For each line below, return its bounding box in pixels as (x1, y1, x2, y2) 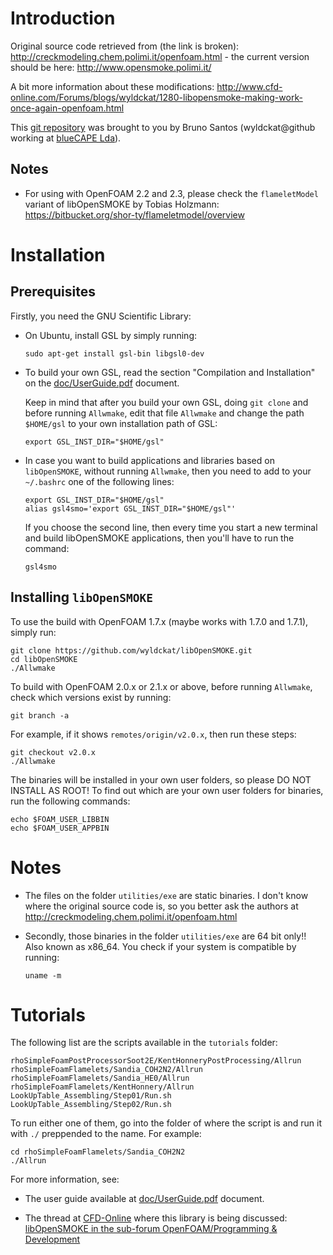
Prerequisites (10, 283, 96, 301)
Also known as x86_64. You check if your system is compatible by (24, 940, 297, 952)
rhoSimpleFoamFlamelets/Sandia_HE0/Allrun (10, 1073, 190, 1084)
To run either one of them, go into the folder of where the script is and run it (10, 1117, 323, 1129)
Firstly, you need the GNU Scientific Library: (10, 310, 192, 322)
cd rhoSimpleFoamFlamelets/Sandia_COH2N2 (10, 1147, 186, 1157)
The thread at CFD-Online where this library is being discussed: (24, 1212, 288, 1224)
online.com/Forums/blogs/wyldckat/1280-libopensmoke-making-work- (10, 91, 303, 103)
